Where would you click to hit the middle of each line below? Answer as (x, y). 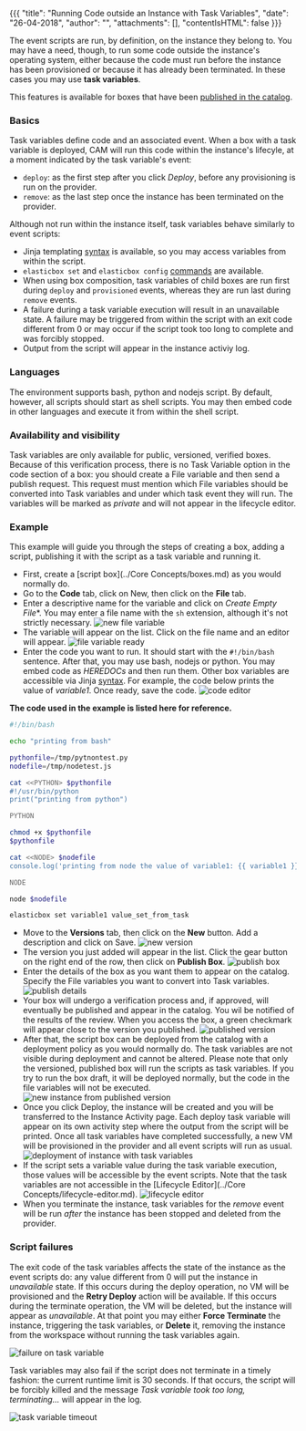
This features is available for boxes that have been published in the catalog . (151, 97)
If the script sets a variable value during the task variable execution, (150, 1166)
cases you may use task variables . (75, 79)
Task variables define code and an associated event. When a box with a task (153, 140)
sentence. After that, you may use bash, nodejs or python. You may (149, 661)
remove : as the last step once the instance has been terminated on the (153, 197)
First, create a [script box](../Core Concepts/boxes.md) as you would (152, 575)
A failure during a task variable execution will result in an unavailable (151, 310)
